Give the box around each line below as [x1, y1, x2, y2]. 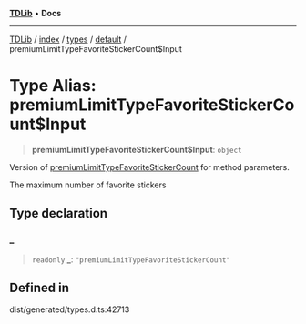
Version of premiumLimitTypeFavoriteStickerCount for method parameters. [9, 161, 290, 172]
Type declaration [9, 206, 107, 221]
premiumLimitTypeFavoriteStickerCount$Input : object [31, 144, 242, 155]
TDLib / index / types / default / [9, 34, 127, 45]
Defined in [9, 280, 70, 296]
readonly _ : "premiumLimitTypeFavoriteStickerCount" [31, 254, 230, 265]
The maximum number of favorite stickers [9, 179, 167, 190]
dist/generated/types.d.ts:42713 [9, 304, 130, 315]
